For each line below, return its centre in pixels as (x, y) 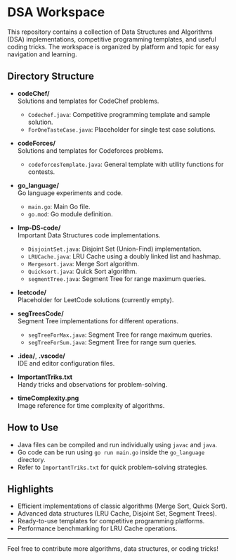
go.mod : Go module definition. (70, 214)
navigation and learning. (42, 54)
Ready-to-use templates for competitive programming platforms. (111, 521)
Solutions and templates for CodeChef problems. (88, 101)
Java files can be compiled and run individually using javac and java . (117, 444)
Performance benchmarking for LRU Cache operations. (97, 528)
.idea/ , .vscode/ (41, 356)
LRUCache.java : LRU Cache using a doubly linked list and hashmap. (124, 256)
